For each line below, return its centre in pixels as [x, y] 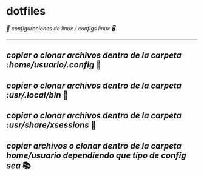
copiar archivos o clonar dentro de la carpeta [94, 146]
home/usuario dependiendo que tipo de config [96, 155]
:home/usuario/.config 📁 [54, 65]
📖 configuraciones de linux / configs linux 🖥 [61, 28]
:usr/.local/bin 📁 [37, 95]
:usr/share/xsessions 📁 [51, 125]
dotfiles [26, 11]
